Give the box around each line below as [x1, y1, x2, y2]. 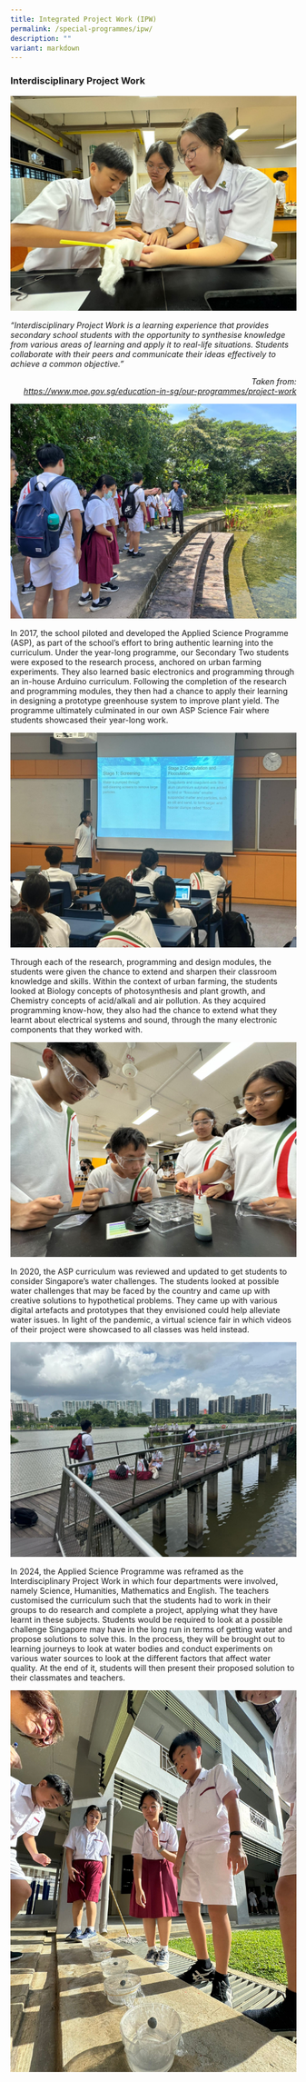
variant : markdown [10, 44, 80, 53]
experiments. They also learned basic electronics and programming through [10, 666, 295, 677]
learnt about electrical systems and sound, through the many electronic [10, 1014, 278, 1025]
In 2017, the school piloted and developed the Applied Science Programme [10, 627, 289, 638]
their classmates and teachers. [10, 1672, 126, 1683]
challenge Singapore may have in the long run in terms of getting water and [10, 1623, 293, 1635]
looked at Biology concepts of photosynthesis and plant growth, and [10, 985, 266, 996]
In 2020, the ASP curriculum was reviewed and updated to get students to [10, 1266, 288, 1277]
